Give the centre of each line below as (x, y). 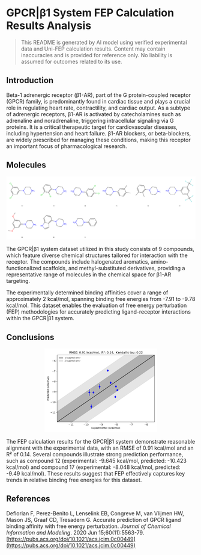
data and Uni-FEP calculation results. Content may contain (93, 49)
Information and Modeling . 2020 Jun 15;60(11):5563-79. (75, 532)
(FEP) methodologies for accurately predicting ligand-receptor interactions (98, 312)
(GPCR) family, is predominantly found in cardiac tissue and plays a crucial (98, 101)
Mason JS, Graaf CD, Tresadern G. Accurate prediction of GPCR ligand (94, 519)
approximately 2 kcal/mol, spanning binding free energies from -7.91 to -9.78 (101, 299)
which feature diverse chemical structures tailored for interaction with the (97, 255)
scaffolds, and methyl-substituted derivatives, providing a (114, 268)
